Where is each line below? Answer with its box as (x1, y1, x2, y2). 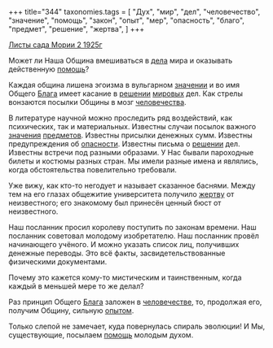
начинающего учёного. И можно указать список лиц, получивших (8, 240, 240, 249)
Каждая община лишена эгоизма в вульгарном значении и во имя (8, 80, 240, 89)
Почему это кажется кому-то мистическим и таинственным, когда (8, 272, 242, 282)
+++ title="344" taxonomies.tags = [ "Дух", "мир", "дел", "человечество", (8, 7, 261, 16)
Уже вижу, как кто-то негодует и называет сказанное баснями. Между (8, 181, 256, 190)
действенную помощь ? (8, 64, 90, 74)
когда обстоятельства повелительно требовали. (8, 165, 178, 174)
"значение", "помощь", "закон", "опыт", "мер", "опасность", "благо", (8, 15, 244, 25)
